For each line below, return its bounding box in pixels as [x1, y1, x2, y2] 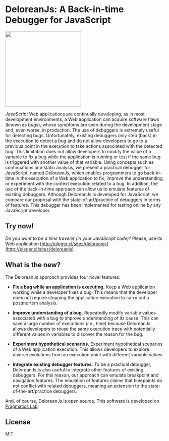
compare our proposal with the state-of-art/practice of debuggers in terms [5, 197, 161, 203]
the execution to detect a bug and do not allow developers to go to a [5, 138, 147, 144]
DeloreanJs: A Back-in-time [5, 4, 124, 15]
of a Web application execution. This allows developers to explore [12, 346, 150, 352]
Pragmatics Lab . [5, 403, 39, 409]
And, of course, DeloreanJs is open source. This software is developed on [5, 398, 159, 404]
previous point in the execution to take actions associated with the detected [5, 143, 162, 149]
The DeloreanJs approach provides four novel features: [5, 274, 121, 280]
